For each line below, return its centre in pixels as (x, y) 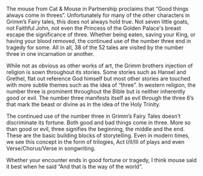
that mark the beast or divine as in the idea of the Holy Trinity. (83, 104)
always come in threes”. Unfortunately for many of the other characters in (98, 15)
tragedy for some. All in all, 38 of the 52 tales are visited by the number (95, 47)
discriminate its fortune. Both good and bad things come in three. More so (98, 123)
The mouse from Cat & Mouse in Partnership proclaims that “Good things (98, 9)
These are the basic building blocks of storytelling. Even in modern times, (98, 135)
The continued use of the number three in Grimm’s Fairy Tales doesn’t (93, 116)
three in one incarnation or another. (50, 54)
